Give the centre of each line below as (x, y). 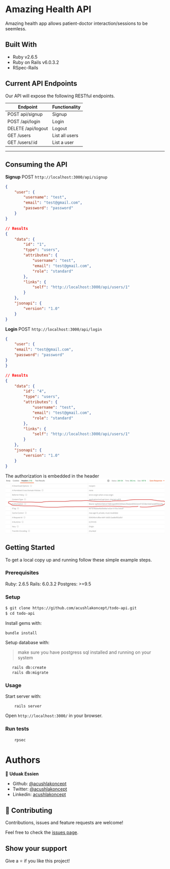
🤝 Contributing (29, 811)
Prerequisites (22, 573)
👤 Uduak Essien (22, 774)
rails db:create (29, 667)
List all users (65, 136)
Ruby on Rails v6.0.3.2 (36, 62)
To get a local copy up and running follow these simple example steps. (79, 560)
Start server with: (23, 696)
